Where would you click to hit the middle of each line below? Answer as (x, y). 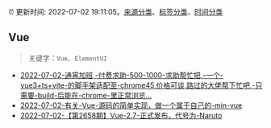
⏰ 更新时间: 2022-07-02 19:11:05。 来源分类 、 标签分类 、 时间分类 (116, 12)
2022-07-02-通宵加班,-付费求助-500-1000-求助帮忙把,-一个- (122, 75)
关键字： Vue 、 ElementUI (67, 58)
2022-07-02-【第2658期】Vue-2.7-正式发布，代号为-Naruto (121, 115)
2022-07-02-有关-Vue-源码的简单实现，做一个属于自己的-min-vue (131, 105)
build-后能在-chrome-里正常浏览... (94, 95)
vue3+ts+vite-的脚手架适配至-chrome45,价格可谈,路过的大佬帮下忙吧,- (138, 85)
